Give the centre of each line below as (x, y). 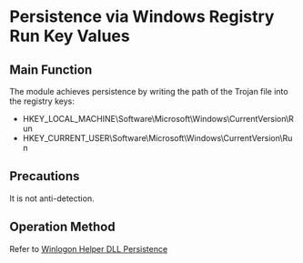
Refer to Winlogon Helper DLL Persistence (89, 248)
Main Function (51, 70)
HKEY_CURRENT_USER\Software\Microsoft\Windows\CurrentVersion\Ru (157, 138)
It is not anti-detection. (52, 198)
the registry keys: (42, 101)
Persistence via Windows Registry (142, 17)
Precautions (45, 176)
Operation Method (62, 227)
